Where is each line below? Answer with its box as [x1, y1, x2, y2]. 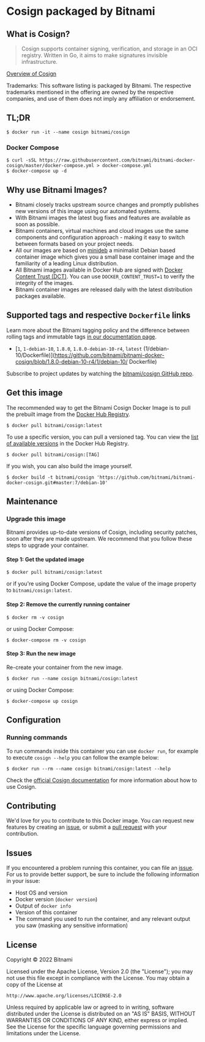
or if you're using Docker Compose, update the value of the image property [6, 580, 197, 587]
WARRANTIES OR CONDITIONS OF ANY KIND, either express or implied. [6, 1016, 188, 1024]
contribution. [6, 830, 39, 837]
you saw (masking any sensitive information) [15, 922, 129, 929]
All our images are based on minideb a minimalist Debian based [15, 246, 176, 254]
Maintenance [6, 496, 58, 506]
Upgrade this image [6, 514, 66, 523]
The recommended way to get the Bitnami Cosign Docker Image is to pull [6, 404, 191, 411]
